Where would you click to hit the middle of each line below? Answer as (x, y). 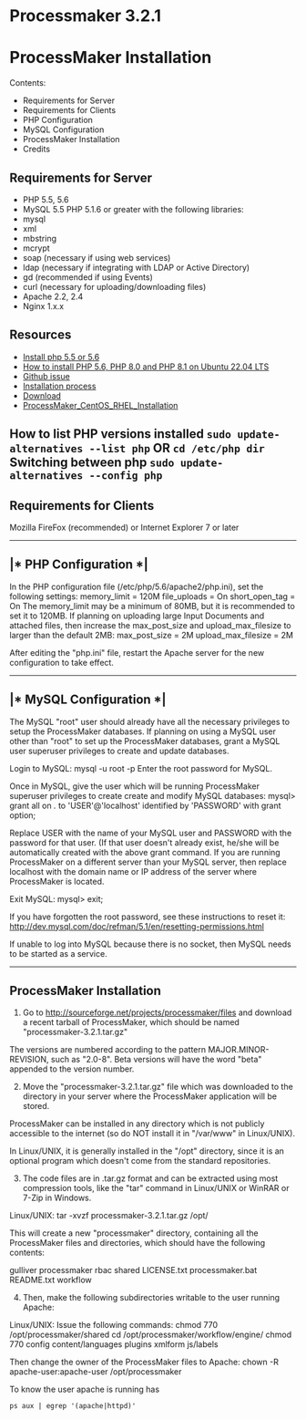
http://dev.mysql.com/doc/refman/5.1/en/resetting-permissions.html (137, 926)
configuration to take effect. (61, 662)
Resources (41, 335)
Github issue (46, 376)
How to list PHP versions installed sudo (121, 434)
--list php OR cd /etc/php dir (177, 448)
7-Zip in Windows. (57, 1198)
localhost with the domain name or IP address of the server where (133, 871)
